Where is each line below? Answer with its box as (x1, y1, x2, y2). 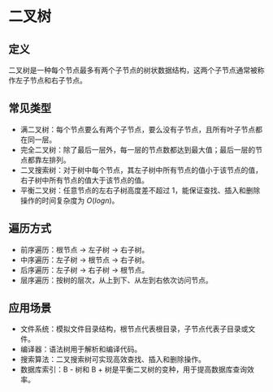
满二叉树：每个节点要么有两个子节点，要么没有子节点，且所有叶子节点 (19, 124, 256, 134)
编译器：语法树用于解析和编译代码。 (19, 344, 142, 354)
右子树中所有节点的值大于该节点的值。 (19, 175, 149, 185)
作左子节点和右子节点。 (8, 75, 87, 85)
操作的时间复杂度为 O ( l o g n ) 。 (19, 196, 119, 205)
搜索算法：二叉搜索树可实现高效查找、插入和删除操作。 (19, 355, 206, 364)
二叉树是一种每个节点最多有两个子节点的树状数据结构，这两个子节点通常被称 (8, 66, 265, 75)
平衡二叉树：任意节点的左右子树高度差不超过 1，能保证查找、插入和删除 (19, 185, 261, 195)
